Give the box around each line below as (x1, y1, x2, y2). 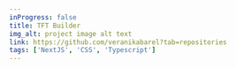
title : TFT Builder (9, 21, 81, 30)
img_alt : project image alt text (9, 29, 133, 38)
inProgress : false (9, 12, 77, 22)
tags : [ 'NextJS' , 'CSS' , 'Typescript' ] (9, 46, 156, 55)
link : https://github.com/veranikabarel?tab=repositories (9, 37, 227, 47)
